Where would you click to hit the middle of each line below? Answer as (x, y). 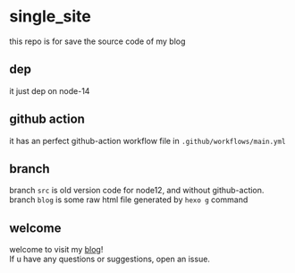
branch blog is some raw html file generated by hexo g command (129, 200)
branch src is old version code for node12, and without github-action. (137, 191)
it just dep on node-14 (50, 90)
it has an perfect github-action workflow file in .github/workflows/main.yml (147, 141)
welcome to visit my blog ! (56, 250)
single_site (50, 17)
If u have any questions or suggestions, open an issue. (110, 259)
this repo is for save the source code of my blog (97, 41)
